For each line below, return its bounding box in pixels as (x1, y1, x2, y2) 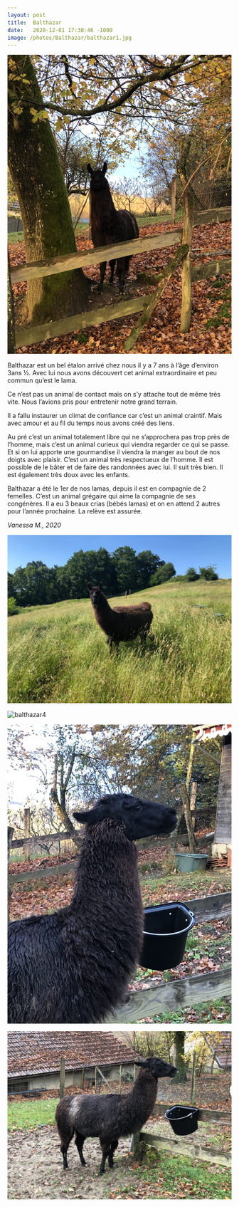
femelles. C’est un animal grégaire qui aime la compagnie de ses (7, 492, 196, 501)
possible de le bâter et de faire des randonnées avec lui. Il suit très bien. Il (7, 463, 223, 471)
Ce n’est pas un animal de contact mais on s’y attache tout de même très (7, 390, 221, 399)
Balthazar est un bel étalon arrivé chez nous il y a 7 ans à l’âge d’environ (7, 361, 219, 370)
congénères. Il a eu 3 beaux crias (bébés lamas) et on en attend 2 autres (7, 499, 221, 508)
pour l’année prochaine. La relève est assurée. (7, 507, 143, 516)
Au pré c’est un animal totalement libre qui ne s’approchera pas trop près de (7, 433, 230, 441)
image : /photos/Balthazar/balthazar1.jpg (7, 34, 132, 41)
